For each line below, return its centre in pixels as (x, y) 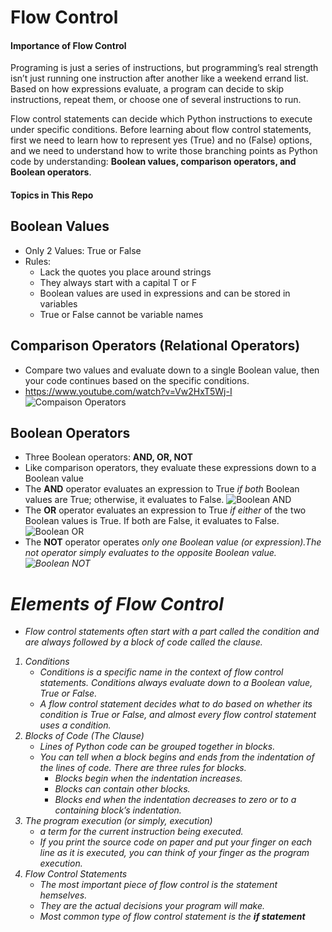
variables (58, 303)
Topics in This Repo (52, 195)
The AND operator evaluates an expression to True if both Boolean (162, 489)
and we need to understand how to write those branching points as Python (164, 151)
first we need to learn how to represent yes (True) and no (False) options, (161, 140)
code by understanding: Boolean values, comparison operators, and (153, 162)
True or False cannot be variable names (121, 314)
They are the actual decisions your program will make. (152, 906)
